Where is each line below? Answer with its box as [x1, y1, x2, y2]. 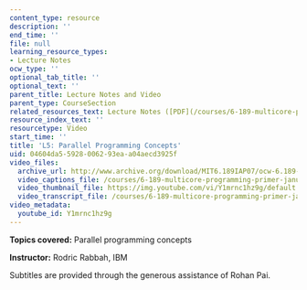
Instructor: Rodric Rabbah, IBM [9, 252, 128, 263]
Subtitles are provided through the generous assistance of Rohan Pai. [9, 269, 271, 280]
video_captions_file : [17, 175, 101, 184]
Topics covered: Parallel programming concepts [9, 234, 192, 245]
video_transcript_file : [17, 192, 108, 201]
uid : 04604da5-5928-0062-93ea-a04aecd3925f [9, 149, 178, 158]
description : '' [9, 22, 71, 31]
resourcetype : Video [9, 124, 89, 134]
